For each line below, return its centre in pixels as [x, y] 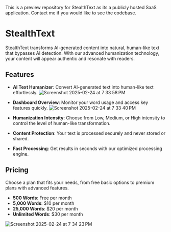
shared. [21, 138]
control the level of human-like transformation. [62, 123]
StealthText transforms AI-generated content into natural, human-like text [82, 48]
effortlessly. [25, 92]
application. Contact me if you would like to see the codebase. [71, 13]
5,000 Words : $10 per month [43, 203]
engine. [21, 154]
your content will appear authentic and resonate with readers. [70, 58]
